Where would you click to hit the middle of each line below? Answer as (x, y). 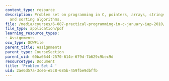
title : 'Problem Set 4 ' (31, 66)
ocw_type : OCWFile (24, 43)
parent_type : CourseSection (35, 52)
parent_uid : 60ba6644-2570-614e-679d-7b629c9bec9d (59, 57)
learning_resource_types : (32, 33)
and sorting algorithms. (36, 19)
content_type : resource (30, 10)
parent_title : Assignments (33, 47)
